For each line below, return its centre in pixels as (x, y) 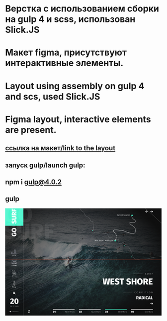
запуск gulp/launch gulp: (45, 165)
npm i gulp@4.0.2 (34, 182)
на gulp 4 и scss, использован (70, 19)
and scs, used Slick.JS (53, 96)
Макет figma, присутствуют (66, 53)
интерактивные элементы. (64, 63)
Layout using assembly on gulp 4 (75, 86)
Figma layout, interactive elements (78, 119)
